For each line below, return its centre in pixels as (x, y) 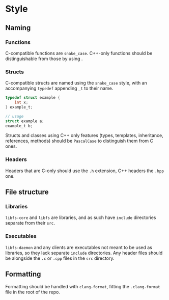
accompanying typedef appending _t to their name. (59, 88)
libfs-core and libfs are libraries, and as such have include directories (81, 217)
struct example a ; (25, 121)
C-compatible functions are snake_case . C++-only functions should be (79, 53)
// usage (15, 116)
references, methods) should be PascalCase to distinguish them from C (79, 141)
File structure (27, 192)
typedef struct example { (33, 98)
